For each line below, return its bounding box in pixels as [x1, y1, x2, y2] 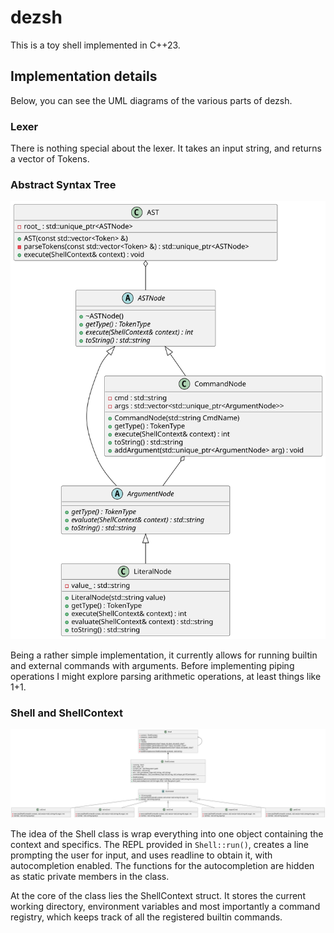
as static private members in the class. [10, 870, 170, 882]
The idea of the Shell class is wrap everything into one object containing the [10, 827, 324, 840]
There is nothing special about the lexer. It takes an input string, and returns [10, 142, 322, 155]
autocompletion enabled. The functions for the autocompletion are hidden [10, 859, 315, 871]
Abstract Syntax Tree [10, 177, 117, 191]
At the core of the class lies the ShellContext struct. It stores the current [10, 889, 306, 901]
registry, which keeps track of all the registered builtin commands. [10, 911, 283, 923]
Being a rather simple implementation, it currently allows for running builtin [10, 649, 318, 661]
